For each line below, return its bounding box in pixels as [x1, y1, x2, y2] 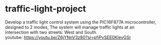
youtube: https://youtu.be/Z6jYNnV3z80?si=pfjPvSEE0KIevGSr [5, 34, 131, 40]
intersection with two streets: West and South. [5, 29, 98, 35]
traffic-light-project [5, 3, 86, 14]
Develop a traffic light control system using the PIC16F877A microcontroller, [5, 19, 157, 25]
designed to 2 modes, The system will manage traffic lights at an [5, 24, 135, 30]
